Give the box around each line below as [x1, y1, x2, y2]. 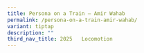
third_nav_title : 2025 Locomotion [7, 36, 113, 43]
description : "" [7, 29, 54, 36]
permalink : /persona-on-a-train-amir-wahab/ [7, 17, 138, 23]
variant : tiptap [7, 23, 54, 30]
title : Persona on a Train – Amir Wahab [7, 10, 126, 17]
